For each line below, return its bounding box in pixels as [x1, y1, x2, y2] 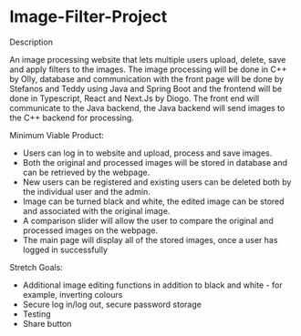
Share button [22, 318, 72, 329]
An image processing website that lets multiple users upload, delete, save [9, 54, 286, 65]
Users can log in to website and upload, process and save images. [22, 148, 273, 158]
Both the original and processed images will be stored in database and [22, 157, 288, 168]
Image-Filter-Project [9, 6, 168, 27]
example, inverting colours [22, 289, 123, 300]
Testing [22, 308, 52, 320]
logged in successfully [22, 244, 108, 255]
